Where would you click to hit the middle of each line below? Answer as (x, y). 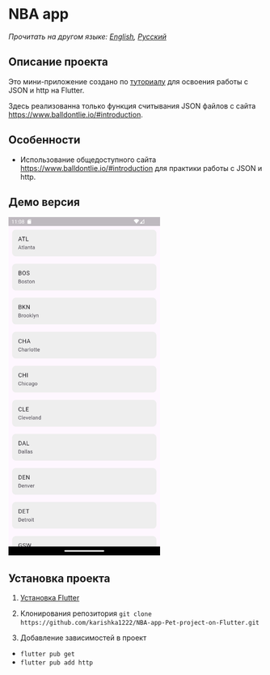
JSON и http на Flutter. (46, 90)
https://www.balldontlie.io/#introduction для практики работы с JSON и (141, 168)
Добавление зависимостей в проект (83, 638)
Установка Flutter (50, 598)
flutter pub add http (56, 663)
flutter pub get (47, 654)
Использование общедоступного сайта (88, 160)
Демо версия (44, 202)
